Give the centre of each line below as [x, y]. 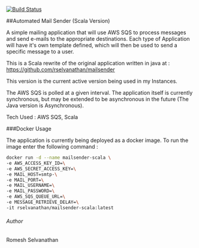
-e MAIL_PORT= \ [25, 180]
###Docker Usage [29, 128]
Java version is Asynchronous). [45, 105]
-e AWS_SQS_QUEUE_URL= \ [36, 197]
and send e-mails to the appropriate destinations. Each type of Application [98, 39]
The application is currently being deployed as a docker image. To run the [97, 140]
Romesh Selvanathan [32, 240]
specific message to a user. [40, 52]
